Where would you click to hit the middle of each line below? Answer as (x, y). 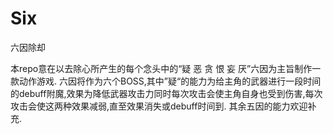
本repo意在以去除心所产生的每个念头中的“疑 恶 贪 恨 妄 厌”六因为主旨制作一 (166, 68)
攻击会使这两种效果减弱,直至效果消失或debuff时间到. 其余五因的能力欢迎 (159, 106)
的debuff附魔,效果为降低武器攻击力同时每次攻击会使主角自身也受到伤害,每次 (166, 93)
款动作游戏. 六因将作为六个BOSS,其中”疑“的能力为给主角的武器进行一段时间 (166, 81)
